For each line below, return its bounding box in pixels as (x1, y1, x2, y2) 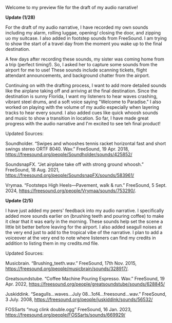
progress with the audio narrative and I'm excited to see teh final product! (5, 121, 161, 126)
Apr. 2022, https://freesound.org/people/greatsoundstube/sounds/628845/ (5, 281, 165, 287)
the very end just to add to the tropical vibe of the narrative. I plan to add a (5, 230, 163, 235)
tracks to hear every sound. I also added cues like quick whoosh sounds (5, 110, 158, 116)
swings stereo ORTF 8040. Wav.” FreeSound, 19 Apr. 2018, (5, 146, 129, 152)
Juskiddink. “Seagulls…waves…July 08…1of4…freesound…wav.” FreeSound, (5, 291, 167, 297)
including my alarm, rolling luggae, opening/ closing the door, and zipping (5, 30, 161, 35)
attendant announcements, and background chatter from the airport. (5, 72, 150, 79)
